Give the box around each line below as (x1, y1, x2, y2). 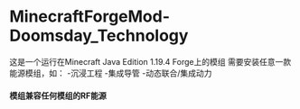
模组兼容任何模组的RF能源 (9, 90, 107, 101)
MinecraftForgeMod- (9, 6, 170, 27)
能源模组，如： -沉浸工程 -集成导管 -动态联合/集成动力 (9, 68, 212, 78)
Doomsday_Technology (9, 25, 189, 46)
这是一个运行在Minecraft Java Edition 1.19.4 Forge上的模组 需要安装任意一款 (9, 56, 292, 67)
